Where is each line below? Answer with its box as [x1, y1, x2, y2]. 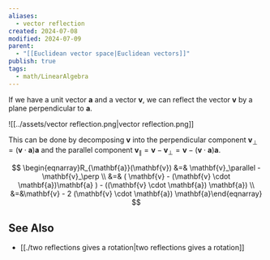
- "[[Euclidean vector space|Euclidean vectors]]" [15, 50, 191, 58]
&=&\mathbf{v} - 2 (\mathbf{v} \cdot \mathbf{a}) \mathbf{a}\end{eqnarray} [10, 188, 263, 199]
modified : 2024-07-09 [8, 34, 82, 43]
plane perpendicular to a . [8, 103, 93, 113]
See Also [8, 221, 54, 235]
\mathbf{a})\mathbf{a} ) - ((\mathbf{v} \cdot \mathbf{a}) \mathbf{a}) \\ [17, 180, 255, 190]
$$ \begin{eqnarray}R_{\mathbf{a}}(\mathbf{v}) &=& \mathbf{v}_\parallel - [11, 163, 261, 173]
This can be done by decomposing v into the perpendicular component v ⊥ [8, 135, 258, 146]
